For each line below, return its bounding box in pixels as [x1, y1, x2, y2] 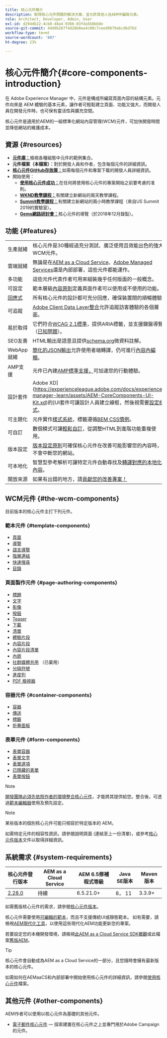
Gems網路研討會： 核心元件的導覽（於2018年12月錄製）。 [19, 210, 136, 217]
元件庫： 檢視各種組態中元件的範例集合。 [12, 155, 95, 161]
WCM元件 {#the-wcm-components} [5, 494, 120, 503]
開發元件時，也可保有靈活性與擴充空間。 [13, 108, 97, 114]
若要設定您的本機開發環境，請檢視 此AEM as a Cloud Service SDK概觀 [5, 931, 148, 937]
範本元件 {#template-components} [5, 522, 90, 529]
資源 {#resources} [5, 141, 63, 149]
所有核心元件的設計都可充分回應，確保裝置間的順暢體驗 [32, 295, 163, 302]
